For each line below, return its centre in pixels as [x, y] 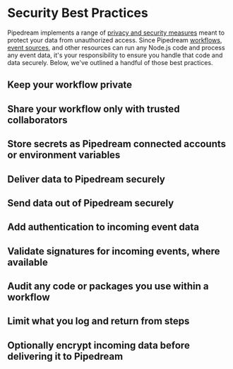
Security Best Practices [78, 13]
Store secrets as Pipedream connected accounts [117, 144]
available [28, 262]
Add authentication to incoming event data [103, 227]
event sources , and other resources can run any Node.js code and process [116, 47]
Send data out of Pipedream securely [91, 203]
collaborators [38, 120]
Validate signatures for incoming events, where [114, 251]
